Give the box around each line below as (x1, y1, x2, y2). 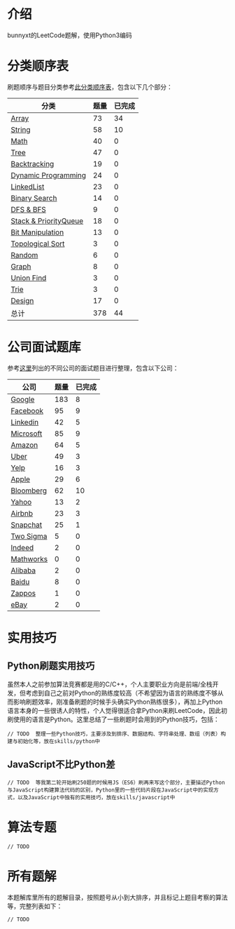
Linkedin (10, 417, 39, 427)
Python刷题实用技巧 (7, 660, 95, 672)
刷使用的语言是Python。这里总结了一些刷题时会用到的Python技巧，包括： (7, 715, 220, 723)
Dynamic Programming (10, 170, 86, 180)
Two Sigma (10, 531, 48, 541)
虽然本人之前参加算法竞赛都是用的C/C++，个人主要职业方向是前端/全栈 (7, 680, 213, 688)
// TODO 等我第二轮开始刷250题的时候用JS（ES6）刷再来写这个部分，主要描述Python (7, 779, 225, 786)
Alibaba (10, 566, 36, 575)
